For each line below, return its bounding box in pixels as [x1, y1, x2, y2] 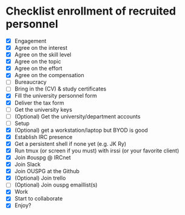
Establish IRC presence [14, 133, 73, 140]
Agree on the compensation [14, 72, 84, 79]
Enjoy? [14, 202, 32, 209]
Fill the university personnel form [14, 92, 98, 100]
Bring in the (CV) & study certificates [14, 85, 107, 92]
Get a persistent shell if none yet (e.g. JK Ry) [14, 140, 127, 147]
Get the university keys [14, 106, 72, 113]
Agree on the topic [14, 58, 61, 65]
